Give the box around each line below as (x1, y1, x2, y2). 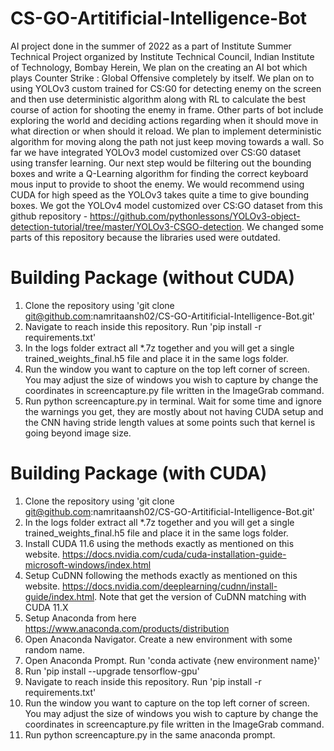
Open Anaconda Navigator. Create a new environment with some (24, 633, 293, 645)
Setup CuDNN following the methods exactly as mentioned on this (24, 569, 298, 581)
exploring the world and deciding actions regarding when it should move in (10, 114, 319, 126)
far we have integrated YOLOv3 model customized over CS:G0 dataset (10, 146, 302, 158)
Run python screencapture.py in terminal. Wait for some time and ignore (24, 395, 322, 407)
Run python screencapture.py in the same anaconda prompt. (24, 728, 276, 741)
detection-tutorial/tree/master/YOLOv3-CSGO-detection (10, 220, 242, 232)
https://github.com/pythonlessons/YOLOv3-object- (89, 210, 301, 222)
